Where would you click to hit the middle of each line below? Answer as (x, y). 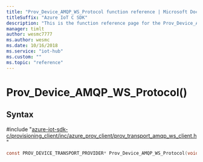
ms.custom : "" (24, 57)
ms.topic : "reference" (35, 62)
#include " (19, 129)
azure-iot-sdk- (50, 129)
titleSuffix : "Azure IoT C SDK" (47, 18)
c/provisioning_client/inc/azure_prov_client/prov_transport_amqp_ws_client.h (101, 135)
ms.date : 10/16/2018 (32, 46)
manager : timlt (25, 29)
